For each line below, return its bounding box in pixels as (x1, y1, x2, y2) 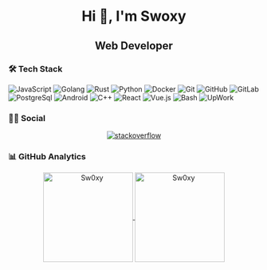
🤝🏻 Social (8, 112, 46, 123)
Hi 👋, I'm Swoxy (81, 7, 187, 25)
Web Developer (94, 39, 174, 53)
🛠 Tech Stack (8, 63, 63, 74)
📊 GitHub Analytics (8, 151, 86, 162)
